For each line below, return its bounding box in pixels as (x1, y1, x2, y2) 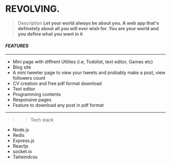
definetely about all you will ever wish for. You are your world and (17, 25, 159, 31)
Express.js (12, 137, 35, 144)
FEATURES (5, 42, 29, 49)
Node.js (12, 127, 30, 133)
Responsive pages (12, 97, 52, 103)
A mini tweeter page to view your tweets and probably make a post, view (12, 69, 165, 76)
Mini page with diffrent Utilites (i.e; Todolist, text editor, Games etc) (12, 59, 153, 65)
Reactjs (12, 143, 29, 149)
